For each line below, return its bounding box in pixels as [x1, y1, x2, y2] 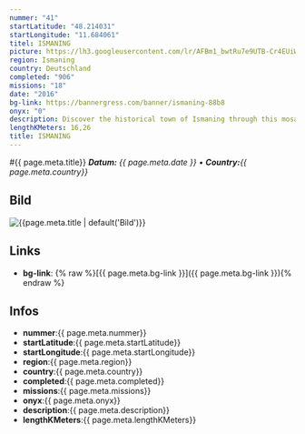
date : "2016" [9, 89, 59, 98]
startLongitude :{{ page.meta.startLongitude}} [22, 347, 196, 358]
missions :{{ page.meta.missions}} [22, 386, 152, 397]
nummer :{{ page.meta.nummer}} [22, 328, 147, 338]
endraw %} [22, 277, 65, 288]
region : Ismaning [9, 56, 75, 65]
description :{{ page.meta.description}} [22, 405, 170, 416]
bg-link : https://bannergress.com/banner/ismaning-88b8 [9, 97, 225, 107]
